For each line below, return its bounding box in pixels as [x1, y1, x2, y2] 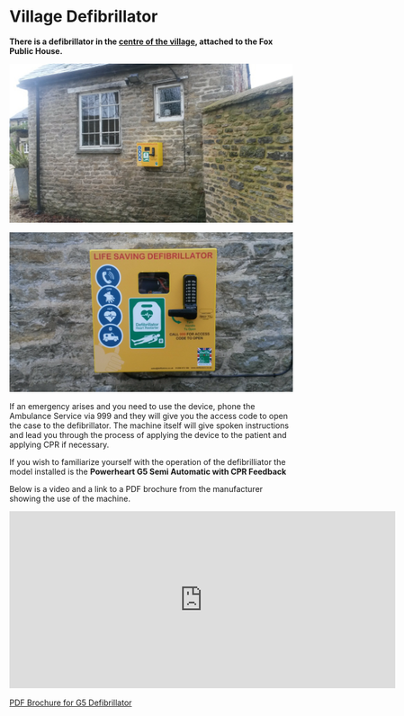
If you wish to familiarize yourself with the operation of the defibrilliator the [9, 456, 286, 467]
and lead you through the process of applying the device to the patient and [9, 429, 287, 440]
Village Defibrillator [9, 6, 158, 27]
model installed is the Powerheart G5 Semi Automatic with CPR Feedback [9, 466, 287, 477]
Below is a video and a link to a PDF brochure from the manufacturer [9, 483, 264, 494]
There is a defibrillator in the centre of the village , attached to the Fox [9, 36, 274, 47]
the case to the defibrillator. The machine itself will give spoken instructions [9, 420, 290, 431]
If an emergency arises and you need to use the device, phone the [9, 400, 256, 411]
